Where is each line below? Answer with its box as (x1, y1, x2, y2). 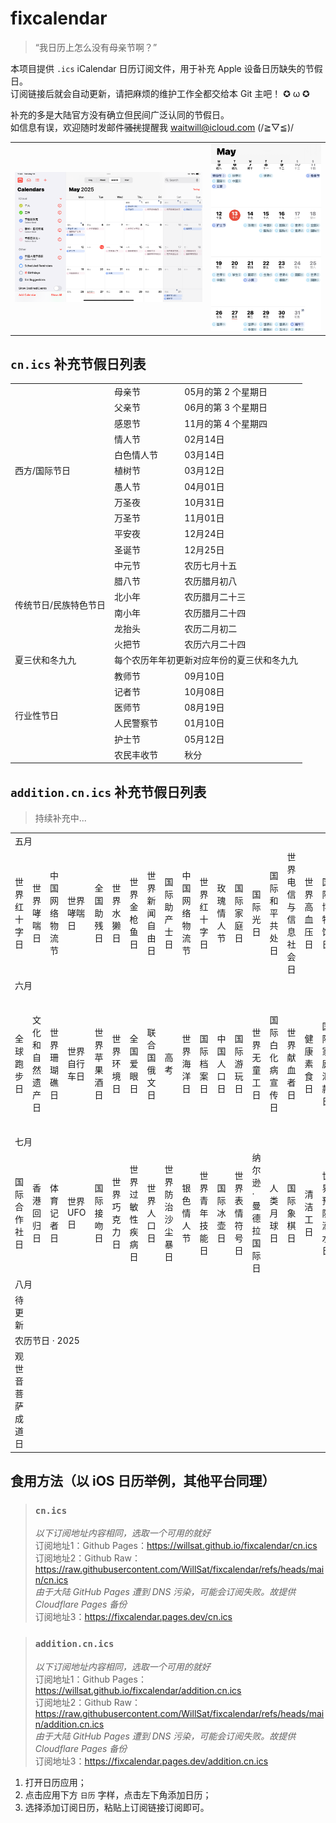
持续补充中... (34, 812, 87, 824)
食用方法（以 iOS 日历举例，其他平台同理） (10, 1473, 276, 1490)
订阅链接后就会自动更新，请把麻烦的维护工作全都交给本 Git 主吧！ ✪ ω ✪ (10, 87, 310, 99)
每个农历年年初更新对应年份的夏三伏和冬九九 (114, 654, 299, 666)
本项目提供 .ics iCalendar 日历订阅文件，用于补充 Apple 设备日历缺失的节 (10, 62, 315, 74)
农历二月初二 (184, 622, 238, 634)
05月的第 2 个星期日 (184, 386, 268, 398)
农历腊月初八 (184, 575, 238, 587)
